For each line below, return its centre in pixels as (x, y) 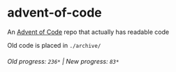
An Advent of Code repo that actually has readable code (88, 32)
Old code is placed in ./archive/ (54, 45)
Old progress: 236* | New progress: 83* (63, 61)
